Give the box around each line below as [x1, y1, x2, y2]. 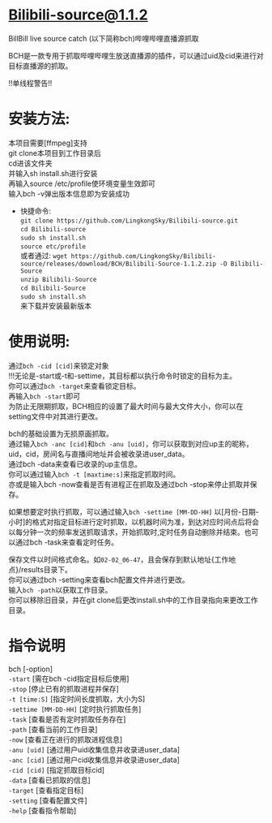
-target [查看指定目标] [8, 785, 84, 795]
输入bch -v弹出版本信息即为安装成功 [8, 188, 130, 198]
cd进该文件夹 [8, 158, 53, 168]
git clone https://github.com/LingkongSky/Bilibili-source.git [19, 217, 239, 225]
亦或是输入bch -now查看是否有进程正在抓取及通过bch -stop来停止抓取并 [8, 479, 251, 489]
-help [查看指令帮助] [8, 805, 77, 815]
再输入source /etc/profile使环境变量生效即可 [8, 179, 156, 188]
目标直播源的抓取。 [8, 61, 73, 71]
